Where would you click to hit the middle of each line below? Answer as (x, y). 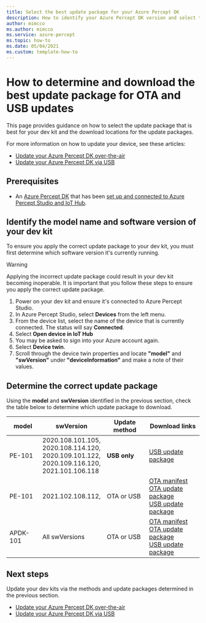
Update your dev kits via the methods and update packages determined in (100, 589)
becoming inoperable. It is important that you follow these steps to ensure (100, 283)
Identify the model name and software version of (101, 222)
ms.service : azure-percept (41, 35)
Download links (173, 426)
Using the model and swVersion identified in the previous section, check (99, 401)
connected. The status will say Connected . (70, 327)
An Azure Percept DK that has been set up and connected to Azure (100, 196)
